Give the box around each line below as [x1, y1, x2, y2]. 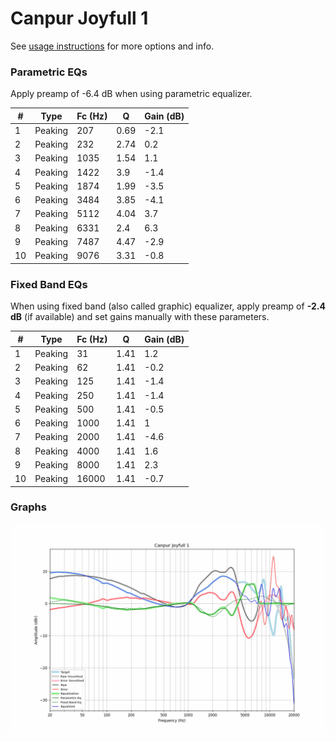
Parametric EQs [10, 65, 88, 79]
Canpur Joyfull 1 [10, 7, 149, 30]
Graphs [10, 500, 47, 514]
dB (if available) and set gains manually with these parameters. [10, 311, 270, 323]
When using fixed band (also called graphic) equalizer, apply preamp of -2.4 [10, 300, 326, 312]
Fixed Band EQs [10, 277, 88, 291]
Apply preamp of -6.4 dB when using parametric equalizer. [10, 88, 253, 100]
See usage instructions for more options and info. [10, 40, 215, 52]
